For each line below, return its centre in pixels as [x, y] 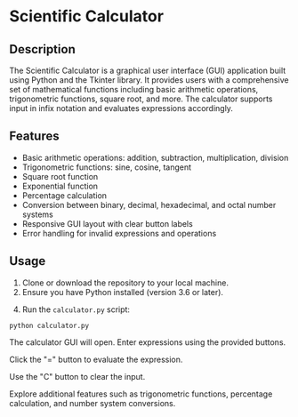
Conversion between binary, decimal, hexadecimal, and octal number [149, 204]
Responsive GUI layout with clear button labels [107, 223]
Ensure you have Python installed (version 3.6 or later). [123, 292]
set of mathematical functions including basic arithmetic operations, [134, 89]
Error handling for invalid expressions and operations [119, 233]
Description [42, 49]
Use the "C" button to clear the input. [77, 376]
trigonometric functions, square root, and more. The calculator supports [141, 99]
